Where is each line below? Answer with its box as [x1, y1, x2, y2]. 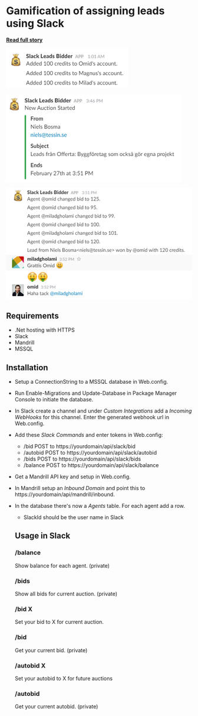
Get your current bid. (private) [14, 646, 88, 654]
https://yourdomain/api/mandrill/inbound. [14, 491, 115, 498]
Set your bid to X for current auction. [14, 618, 104, 626]
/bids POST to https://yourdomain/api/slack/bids [23, 455, 141, 462]
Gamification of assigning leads [6, 4, 165, 18]
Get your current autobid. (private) [14, 703, 98, 710]
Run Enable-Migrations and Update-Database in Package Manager [14, 390, 177, 397]
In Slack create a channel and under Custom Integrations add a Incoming [14, 407, 192, 414]
